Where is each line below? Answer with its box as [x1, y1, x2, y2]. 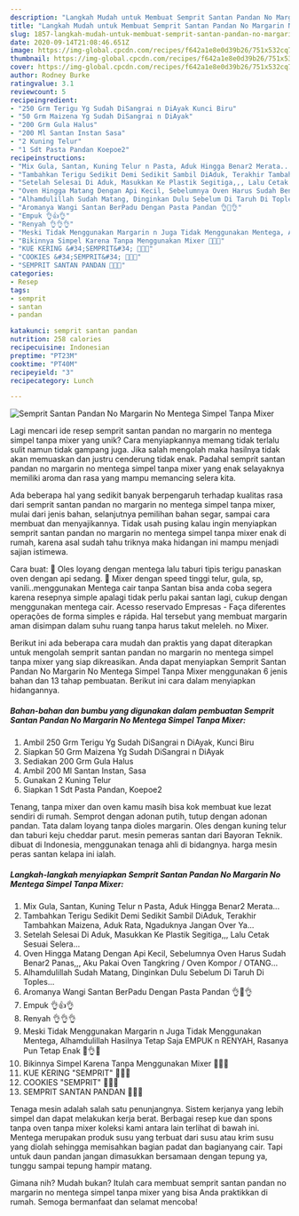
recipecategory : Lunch [10, 376, 94, 385]
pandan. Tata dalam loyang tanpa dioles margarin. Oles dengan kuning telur [10, 820, 287, 831]
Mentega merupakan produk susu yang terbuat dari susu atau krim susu [10, 1132, 274, 1143]
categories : [10, 269, 54, 278]
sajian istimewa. [10, 547, 69, 557]
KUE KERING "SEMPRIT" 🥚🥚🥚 [22, 1068, 131, 1078]
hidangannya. [10, 685, 60, 696]
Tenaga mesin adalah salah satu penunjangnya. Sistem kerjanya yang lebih [10, 1104, 284, 1115]
